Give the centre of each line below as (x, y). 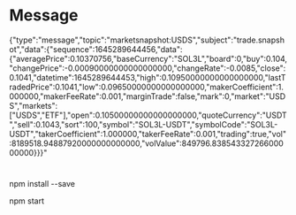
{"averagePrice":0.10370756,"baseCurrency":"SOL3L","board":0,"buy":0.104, (148, 58)
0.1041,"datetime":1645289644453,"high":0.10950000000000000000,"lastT (148, 77)
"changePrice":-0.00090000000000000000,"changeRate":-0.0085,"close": (148, 68)
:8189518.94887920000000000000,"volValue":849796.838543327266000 (147, 143)
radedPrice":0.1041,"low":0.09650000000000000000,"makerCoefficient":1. (147, 87)
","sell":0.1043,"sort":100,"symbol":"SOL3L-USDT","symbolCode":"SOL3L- (144, 124)
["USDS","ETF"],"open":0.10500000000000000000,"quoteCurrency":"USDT (148, 115)
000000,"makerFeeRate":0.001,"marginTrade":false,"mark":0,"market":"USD (148, 96)
